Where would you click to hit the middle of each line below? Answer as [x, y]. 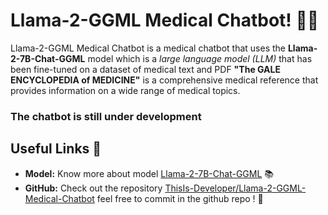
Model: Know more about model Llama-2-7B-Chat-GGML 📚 [149, 173]
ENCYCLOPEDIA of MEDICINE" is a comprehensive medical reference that [164, 80]
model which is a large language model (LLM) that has [200, 58]
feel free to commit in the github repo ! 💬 [180, 198]
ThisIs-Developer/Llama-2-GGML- [235, 188]
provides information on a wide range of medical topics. [125, 90]
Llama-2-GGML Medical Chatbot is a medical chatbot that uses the [148, 48]
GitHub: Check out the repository [93, 188]
